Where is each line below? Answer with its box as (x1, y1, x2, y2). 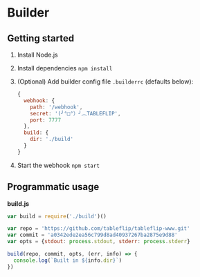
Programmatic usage (7, 181, 100, 193)
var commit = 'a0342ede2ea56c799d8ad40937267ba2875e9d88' (7, 231, 178, 239)
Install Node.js (17, 50, 58, 59)
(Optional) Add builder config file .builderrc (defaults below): (17, 77, 194, 86)
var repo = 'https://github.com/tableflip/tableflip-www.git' (7, 225, 190, 232)
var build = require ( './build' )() (7, 213, 107, 220)
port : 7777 (30, 116, 62, 124)
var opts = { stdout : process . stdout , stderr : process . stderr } (7, 238, 190, 245)
